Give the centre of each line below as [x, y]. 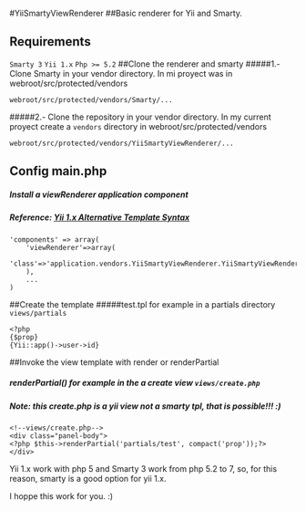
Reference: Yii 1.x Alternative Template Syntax [100, 217]
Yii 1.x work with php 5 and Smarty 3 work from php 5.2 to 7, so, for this [143, 468]
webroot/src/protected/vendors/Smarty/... [91, 99]
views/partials [38, 313]
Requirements [50, 42]
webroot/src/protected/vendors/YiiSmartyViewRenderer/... [122, 143]
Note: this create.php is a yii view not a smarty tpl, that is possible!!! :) [145, 406]
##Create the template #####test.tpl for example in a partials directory [143, 304]
